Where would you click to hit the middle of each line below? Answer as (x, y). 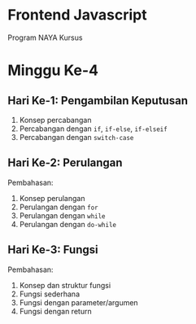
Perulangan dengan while (63, 215)
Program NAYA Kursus (45, 37)
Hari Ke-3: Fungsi (53, 250)
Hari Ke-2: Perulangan (65, 163)
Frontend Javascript (77, 15)
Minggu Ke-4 (53, 70)
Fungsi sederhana (50, 294)
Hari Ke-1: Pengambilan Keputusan (98, 101)
